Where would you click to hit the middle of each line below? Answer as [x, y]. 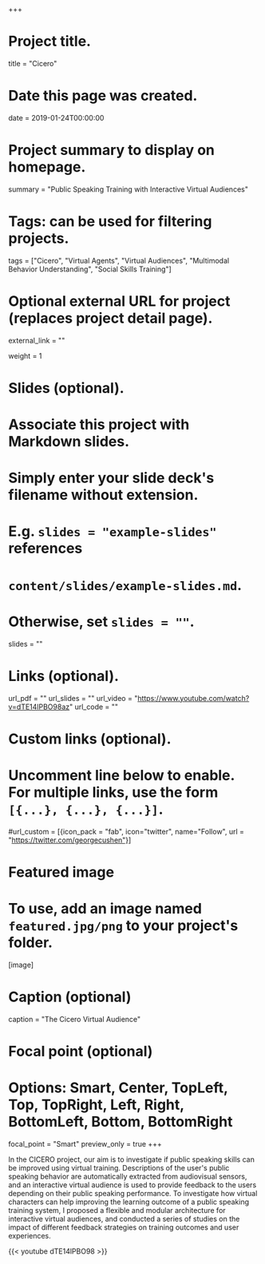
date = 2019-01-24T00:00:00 [56, 117]
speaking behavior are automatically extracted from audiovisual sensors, [128, 1176]
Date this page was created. [103, 96]
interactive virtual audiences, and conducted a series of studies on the [124, 1218]
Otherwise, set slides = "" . [101, 622]
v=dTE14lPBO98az [39, 707]
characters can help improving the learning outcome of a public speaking [129, 1202]
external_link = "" [37, 340]
